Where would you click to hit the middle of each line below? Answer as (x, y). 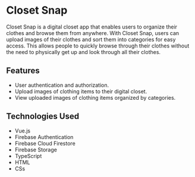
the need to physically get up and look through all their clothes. (84, 52)
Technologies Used (43, 116)
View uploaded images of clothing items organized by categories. (95, 97)
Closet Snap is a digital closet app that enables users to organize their (92, 27)
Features (23, 71)
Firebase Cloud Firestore (45, 143)
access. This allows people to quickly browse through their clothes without (98, 46)
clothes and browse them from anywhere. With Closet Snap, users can (93, 33)
